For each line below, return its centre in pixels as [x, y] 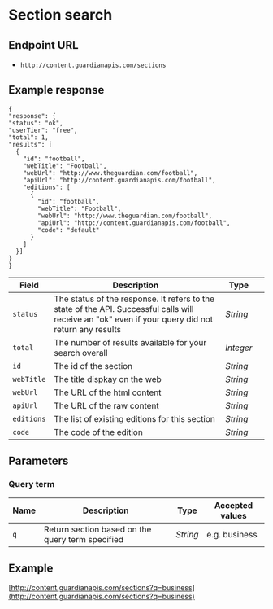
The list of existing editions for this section [134, 418]
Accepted [234, 505]
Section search [61, 15]
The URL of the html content [108, 392]
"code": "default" [69, 230]
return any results [88, 329]
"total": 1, [28, 137]
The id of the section [93, 366]
